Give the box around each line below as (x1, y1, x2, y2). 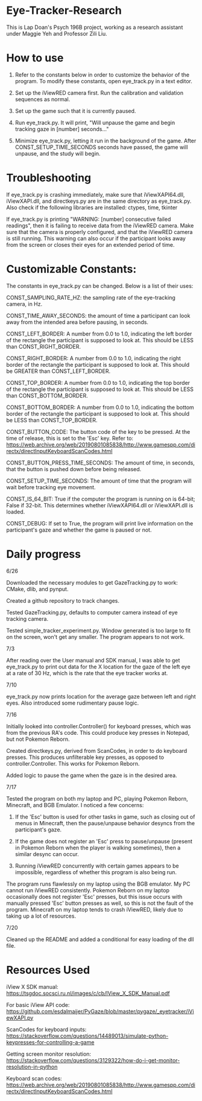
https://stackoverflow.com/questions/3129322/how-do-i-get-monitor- (6, 1056, 180, 1064)
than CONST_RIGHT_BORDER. (6, 343, 81, 350)
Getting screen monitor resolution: (6, 1050, 92, 1058)
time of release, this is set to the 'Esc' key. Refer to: (6, 434, 134, 442)
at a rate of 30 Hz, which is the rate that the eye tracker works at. (6, 669, 168, 676)
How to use (6, 51, 64, 65)
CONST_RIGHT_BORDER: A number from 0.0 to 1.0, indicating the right (6, 354, 181, 362)
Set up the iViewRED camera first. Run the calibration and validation (14, 89, 184, 97)
